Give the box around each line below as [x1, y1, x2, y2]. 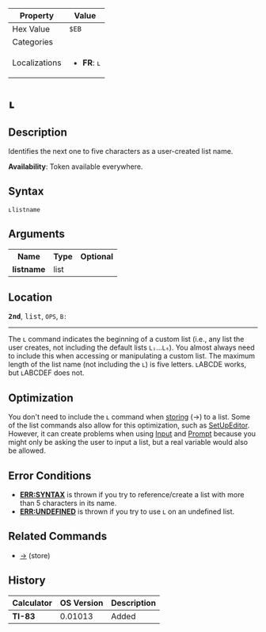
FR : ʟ [82, 57, 101, 68]
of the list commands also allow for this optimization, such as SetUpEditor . [8, 420, 250, 431]
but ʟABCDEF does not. [8, 368, 85, 377]
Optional [80, 251, 113, 262]
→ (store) [19, 550, 51, 560]
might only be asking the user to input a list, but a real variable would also [8, 438, 248, 447]
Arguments [8, 228, 66, 241]
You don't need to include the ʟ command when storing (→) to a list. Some [8, 412, 251, 422]
